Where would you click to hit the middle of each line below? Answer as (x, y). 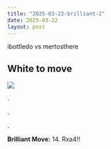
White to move (40, 68)
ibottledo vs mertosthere (43, 47)
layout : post (26, 27)
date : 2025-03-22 (33, 20)
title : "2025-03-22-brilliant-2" (56, 14)
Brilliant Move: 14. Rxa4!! (44, 139)
